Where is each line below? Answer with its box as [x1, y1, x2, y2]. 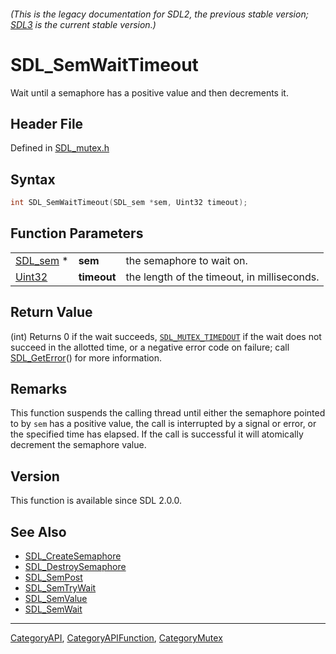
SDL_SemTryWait [24, 582, 97, 594]
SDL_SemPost [24, 571, 83, 584]
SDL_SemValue [24, 593, 88, 605]
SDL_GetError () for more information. [10, 351, 163, 364]
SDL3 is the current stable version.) [10, 18, 157, 30]
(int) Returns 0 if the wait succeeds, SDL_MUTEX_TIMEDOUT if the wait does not [10, 330, 322, 342]
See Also [10, 523, 67, 540]
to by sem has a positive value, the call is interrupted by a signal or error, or [10, 418, 317, 430]
